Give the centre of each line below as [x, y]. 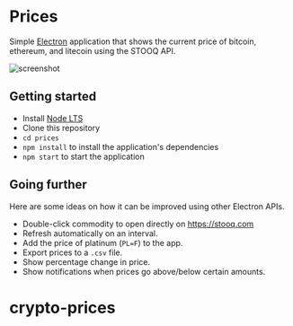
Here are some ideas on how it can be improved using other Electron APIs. [147, 206]
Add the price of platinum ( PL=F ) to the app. [102, 242]
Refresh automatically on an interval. [90, 233]
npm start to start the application [84, 156]
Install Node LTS [53, 118]
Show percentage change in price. [86, 261]
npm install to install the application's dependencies [120, 146]
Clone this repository [61, 128]
